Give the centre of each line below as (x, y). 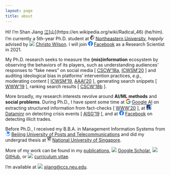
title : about (19, 16)
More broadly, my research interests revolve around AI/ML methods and (81, 96)
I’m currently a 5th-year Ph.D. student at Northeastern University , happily (84, 39)
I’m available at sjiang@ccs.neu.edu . (46, 167)
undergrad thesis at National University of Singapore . (63, 140)
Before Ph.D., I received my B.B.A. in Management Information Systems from (85, 129)
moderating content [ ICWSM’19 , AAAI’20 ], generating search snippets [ (81, 81)
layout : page (19, 11)
